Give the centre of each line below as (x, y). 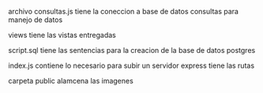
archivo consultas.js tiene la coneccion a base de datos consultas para (124, 11)
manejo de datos (36, 20)
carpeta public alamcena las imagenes (71, 81)
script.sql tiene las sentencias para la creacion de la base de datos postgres (132, 50)
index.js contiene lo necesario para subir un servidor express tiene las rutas (131, 65)
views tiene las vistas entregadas (62, 35)
